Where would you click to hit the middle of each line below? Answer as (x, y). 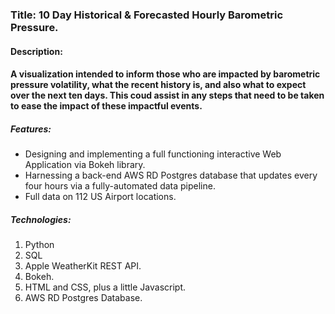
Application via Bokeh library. (85, 165)
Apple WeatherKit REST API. (83, 266)
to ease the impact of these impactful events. (106, 106)
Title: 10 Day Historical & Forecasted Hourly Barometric (147, 15)
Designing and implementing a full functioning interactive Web (153, 154)
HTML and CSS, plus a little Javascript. (105, 287)
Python (39, 245)
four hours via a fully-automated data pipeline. (120, 186)
